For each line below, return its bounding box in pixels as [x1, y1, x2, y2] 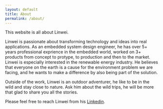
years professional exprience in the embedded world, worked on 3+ [5, 49, 141, 55]
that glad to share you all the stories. [5, 89, 78, 95]
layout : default [5, 7, 38, 12]
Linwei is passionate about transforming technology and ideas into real [5, 39, 147, 45]
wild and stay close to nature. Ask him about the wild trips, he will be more [5, 84, 154, 90]
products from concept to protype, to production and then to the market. [5, 54, 151, 60]
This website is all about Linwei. [5, 30, 69, 35]
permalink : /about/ [5, 16, 45, 21]
